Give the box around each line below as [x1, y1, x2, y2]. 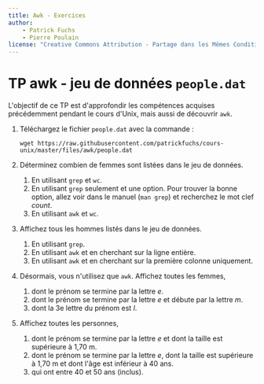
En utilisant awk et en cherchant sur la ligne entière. [31, 248, 196, 257]
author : [8, 19, 34, 27]
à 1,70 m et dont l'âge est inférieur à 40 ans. [31, 359, 174, 368]
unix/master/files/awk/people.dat [19, 146, 133, 154]
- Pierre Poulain [22, 33, 79, 42]
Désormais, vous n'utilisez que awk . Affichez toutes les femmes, [19, 271, 226, 281]
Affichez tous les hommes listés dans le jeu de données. [19, 224, 202, 234]
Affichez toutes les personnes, [19, 319, 119, 328]
